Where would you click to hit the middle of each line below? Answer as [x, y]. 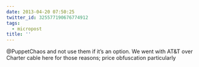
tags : [13, 23]
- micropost [27, 29]
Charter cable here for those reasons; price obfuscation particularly [91, 58]
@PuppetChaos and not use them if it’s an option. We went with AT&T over [100, 51]
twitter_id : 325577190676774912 [47, 18]
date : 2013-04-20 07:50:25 [40, 12]
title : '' [19, 34]
